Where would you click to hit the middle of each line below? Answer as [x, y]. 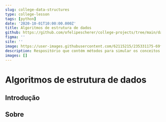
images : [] [16, 55]
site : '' [14, 42]
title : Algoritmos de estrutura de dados [48, 28]
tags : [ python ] [21, 19]
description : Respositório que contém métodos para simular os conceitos [83, 51]
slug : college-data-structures [37, 10]
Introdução [22, 98]
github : [13, 32]
